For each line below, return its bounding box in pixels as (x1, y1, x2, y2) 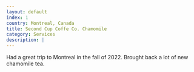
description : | (6, 37, 45, 43)
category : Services (6, 31, 56, 38)
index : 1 (6, 15, 28, 21)
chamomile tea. (6, 60, 45, 67)
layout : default (6, 8, 47, 15)
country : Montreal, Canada (6, 20, 75, 26)
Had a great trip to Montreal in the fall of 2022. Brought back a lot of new (6, 54, 189, 61)
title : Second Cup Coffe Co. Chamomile (6, 25, 107, 32)
